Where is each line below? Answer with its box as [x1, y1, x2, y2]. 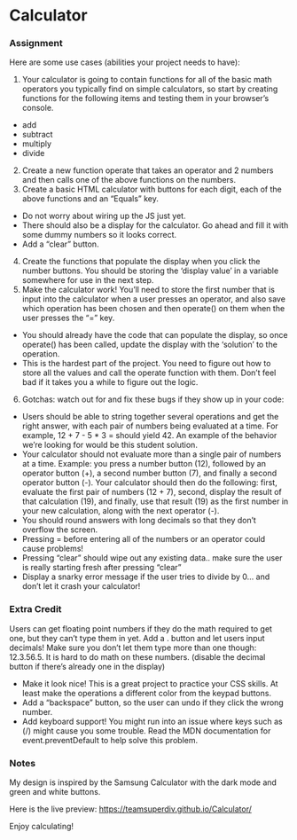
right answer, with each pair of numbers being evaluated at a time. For [21, 420, 279, 431]
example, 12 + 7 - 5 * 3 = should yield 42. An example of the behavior [21, 430, 277, 441]
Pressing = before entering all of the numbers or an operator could [21, 534, 266, 545]
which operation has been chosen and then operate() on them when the [21, 303, 285, 314]
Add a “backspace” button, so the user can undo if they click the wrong [21, 697, 284, 708]
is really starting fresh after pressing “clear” [21, 562, 182, 573]
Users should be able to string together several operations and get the [21, 412, 279, 422]
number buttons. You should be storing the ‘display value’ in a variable [21, 265, 279, 276]
